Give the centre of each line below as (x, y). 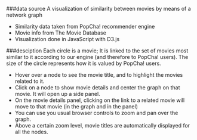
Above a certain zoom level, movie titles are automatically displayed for (102, 125)
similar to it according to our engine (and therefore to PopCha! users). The (97, 57)
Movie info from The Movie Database (60, 33)
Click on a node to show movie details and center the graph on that (97, 88)
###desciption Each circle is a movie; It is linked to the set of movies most (97, 51)
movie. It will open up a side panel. (57, 94)
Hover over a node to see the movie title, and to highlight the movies (99, 75)
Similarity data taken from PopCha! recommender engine (85, 27)
